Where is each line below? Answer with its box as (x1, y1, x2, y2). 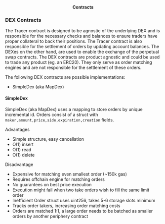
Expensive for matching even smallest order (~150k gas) (12, 171, 127, 177)
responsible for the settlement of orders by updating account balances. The (5, 44, 160, 50)
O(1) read (12, 146, 32, 153)
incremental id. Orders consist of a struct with (5, 112, 98, 117)
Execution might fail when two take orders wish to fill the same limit (12, 187, 150, 193)
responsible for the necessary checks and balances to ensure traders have (5, 33, 158, 39)
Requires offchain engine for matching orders (12, 176, 105, 182)
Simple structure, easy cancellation (12, 136, 84, 142)
